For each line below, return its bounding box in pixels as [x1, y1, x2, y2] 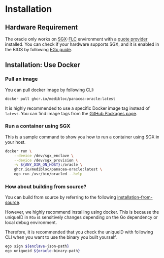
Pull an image [5, 75, 38, 82]
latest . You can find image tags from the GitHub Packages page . [5, 110, 138, 116]
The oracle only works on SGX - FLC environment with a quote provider [5, 36, 148, 42]
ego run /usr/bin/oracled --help [14, 171, 83, 177]
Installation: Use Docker [5, 61, 80, 69]
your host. [5, 139, 26, 145]
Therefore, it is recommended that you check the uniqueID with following [5, 229, 154, 235]
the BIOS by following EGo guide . [5, 47, 72, 52]
